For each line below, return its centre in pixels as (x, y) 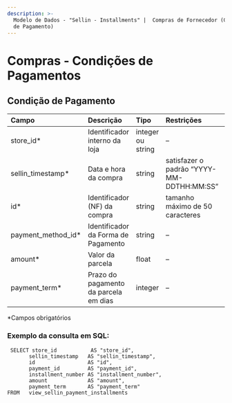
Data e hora (106, 169)
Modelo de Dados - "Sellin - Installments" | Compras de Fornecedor (115, 20)
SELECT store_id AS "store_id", (72, 350)
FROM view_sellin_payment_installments (68, 393)
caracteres (183, 215)
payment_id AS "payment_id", (83, 368)
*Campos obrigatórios (39, 318)
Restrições (184, 120)
